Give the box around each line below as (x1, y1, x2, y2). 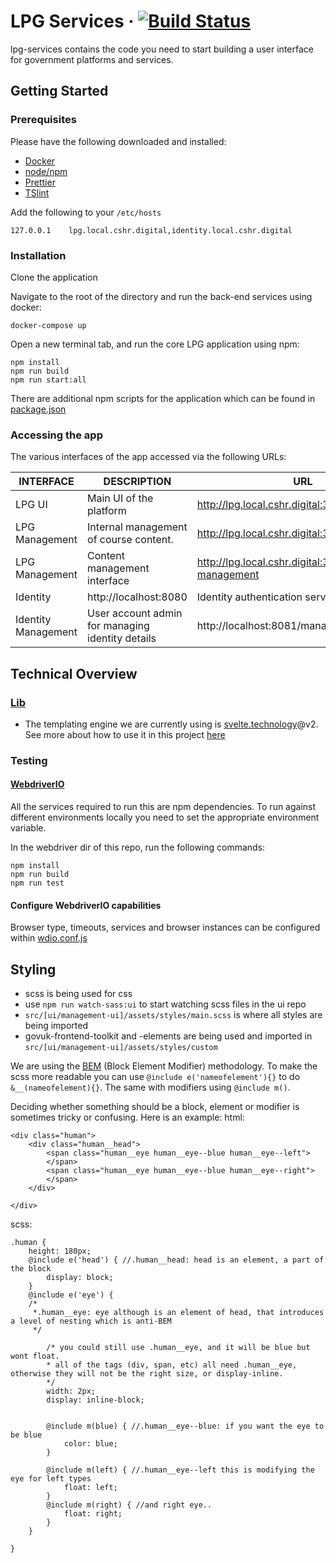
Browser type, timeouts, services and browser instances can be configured (10, 921, 321, 934)
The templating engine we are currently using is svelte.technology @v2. (24, 718, 319, 730)
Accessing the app (10, 428, 103, 442)
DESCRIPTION (103, 475, 172, 489)
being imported (24, 1020, 89, 1032)
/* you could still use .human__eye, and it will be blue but (46, 1343, 311, 1353)
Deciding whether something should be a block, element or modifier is (10, 1101, 300, 1113)
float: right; (63, 1509, 123, 1519)
